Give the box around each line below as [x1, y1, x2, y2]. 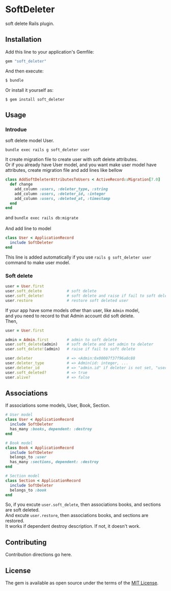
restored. [5, 518, 24, 524]
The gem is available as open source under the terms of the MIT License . [5, 580, 159, 586]
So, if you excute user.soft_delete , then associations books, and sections [5, 501, 161, 508]
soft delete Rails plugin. [5, 20, 54, 27]
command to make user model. [5, 259, 70, 266]
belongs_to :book [10, 487, 47, 493]
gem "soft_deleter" [5, 59, 47, 64]
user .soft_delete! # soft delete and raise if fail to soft [5, 293, 156, 298]
